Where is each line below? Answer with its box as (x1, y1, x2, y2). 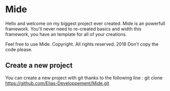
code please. (5, 46, 33, 52)
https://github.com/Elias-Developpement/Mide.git (5, 80, 109, 86)
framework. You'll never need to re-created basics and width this (5, 25, 141, 32)
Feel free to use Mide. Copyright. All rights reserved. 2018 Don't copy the (5, 41, 159, 47)
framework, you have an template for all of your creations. (5, 31, 127, 37)
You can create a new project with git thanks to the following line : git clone (5, 75, 163, 81)
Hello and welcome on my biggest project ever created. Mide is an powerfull (5, 20, 165, 26)
